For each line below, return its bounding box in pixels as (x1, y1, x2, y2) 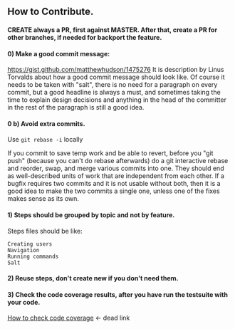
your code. (7, 298, 41, 306)
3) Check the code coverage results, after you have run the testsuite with (7, 290, 228, 298)
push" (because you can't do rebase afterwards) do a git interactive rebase (7, 157, 229, 165)
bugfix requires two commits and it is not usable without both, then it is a (7, 179, 221, 188)
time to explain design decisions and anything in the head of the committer (7, 95, 226, 104)
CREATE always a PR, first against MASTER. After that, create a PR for (7, 25, 218, 34)
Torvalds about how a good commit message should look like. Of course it (7, 73, 226, 81)
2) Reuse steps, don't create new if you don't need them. (7, 274, 179, 283)
